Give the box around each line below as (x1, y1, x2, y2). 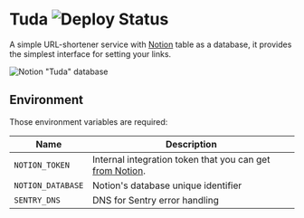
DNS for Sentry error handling (91, 194, 220, 206)
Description (166, 137, 217, 150)
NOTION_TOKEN (14, 159, 71, 170)
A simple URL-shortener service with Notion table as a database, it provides (9, 39, 292, 50)
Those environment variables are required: (9, 116, 168, 127)
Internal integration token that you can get (91, 153, 271, 166)
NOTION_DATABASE (14, 180, 84, 190)
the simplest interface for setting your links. (9, 48, 172, 59)
